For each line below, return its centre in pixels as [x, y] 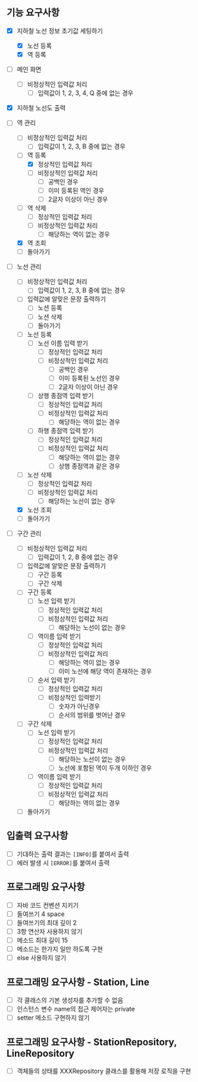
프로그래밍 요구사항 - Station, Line [78, 982]
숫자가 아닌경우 [79, 706]
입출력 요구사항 [37, 836]
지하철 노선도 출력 [41, 108]
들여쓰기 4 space [41, 914]
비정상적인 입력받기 [75, 698]
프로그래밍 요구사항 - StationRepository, [92, 1042]
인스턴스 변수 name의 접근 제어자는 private [76, 1009]
